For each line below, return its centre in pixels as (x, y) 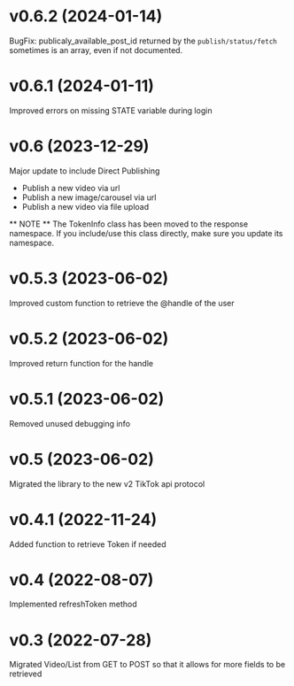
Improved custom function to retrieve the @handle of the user (122, 303)
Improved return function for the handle (81, 363)
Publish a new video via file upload (85, 206)
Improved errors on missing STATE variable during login (111, 110)
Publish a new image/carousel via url (89, 197)
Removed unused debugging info (70, 423)
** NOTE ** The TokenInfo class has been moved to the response (129, 224)
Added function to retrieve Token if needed (88, 544)
